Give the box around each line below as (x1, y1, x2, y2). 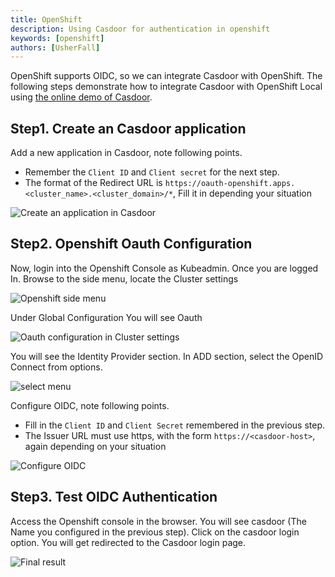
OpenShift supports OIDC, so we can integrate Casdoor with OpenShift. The (10, 70, 323, 82)
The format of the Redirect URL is (24, 177, 163, 189)
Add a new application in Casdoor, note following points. (10, 147, 243, 159)
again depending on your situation (24, 440, 167, 452)
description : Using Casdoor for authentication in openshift (10, 24, 271, 34)
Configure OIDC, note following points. (10, 399, 170, 411)
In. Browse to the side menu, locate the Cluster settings (10, 272, 239, 285)
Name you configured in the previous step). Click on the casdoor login (10, 526, 300, 538)
